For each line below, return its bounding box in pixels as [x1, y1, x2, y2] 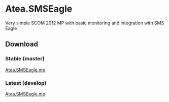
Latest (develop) [5, 79, 47, 86]
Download [5, 40, 38, 49]
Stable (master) [5, 55, 45, 62]
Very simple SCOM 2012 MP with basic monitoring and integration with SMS [5, 20, 164, 26]
